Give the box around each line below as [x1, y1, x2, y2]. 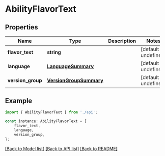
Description [108, 38, 136, 44]
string [47, 49, 61, 55]
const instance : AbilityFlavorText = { [5, 119, 87, 124]
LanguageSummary [47, 63, 94, 70]
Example [5, 97, 32, 105]
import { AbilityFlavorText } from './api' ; [5, 109, 98, 115]
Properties [5, 23, 38, 31]
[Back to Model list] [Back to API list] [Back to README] [5, 146, 118, 152]
